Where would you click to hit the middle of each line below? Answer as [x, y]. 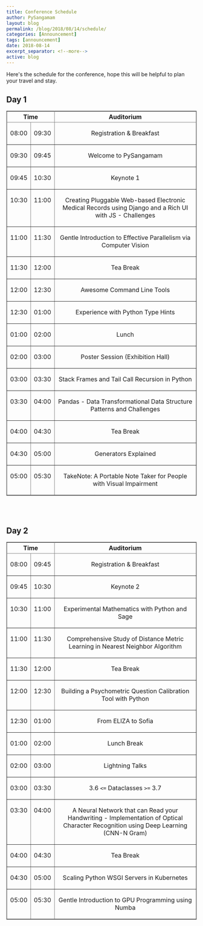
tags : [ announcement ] [34, 40]
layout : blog [23, 23]
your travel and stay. [32, 81]
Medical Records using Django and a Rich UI [125, 208]
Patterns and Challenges [125, 409]
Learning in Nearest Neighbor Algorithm [125, 647]
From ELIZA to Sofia [125, 721]
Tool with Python [125, 699]
